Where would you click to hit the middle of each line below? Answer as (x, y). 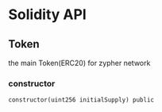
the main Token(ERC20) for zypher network (79, 63)
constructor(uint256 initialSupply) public (81, 100)
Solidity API (48, 15)
